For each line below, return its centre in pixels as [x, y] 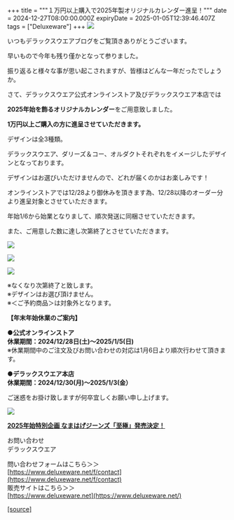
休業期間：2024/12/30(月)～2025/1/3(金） [70, 383]
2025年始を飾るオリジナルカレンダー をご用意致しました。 [92, 109]
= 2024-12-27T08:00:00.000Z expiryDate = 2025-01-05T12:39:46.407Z [111, 18]
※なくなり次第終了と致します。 [52, 285]
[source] [20, 509]
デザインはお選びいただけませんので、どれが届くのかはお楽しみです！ [108, 178]
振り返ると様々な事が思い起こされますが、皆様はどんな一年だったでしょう [115, 71]
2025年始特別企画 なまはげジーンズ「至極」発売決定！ [87, 425]
